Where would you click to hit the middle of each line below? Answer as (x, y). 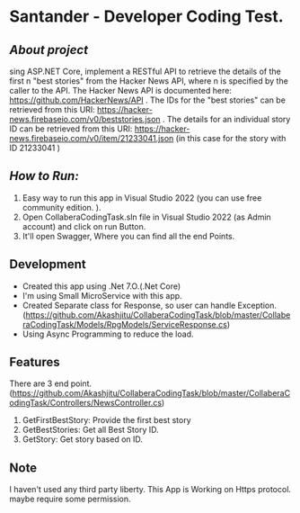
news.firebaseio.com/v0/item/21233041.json (92, 138)
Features (35, 362)
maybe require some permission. (71, 499)
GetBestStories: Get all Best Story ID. (90, 430)
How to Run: (44, 176)
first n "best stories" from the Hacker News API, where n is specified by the (149, 81)
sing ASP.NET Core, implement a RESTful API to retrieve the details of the (145, 71)
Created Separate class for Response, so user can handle (129, 305)
